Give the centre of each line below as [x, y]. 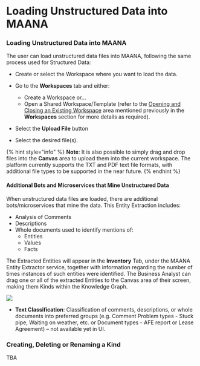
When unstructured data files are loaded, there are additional [82, 198]
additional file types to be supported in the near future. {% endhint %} [93, 171]
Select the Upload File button [52, 129]
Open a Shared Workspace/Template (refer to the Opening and [102, 104]
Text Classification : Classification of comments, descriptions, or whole [104, 309]
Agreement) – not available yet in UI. [60, 328]
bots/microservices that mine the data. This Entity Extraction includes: [94, 205]
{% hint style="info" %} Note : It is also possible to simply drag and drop [96, 152]
